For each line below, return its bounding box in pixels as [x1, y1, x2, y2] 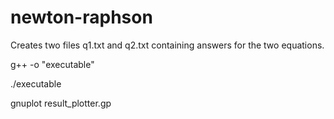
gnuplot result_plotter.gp [10, 97, 112, 109]
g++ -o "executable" [10, 58, 95, 70]
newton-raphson [10, 6, 153, 29]
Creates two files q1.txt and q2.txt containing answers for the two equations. [10, 39, 325, 51]
